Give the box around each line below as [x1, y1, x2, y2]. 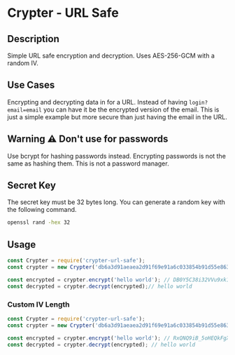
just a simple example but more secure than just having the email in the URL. [7, 112, 227, 121]
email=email [7, 107, 42, 114]
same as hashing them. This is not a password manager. [7, 159, 169, 168]
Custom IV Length [7, 300, 70, 309]
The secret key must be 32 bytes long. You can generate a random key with [7, 198, 226, 206]
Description [7, 33, 59, 45]
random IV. [7, 59, 38, 67]
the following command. [7, 206, 77, 214]
